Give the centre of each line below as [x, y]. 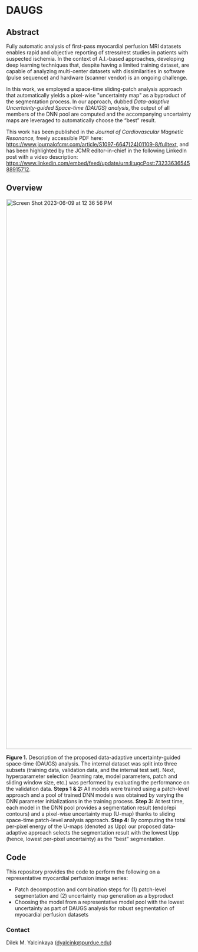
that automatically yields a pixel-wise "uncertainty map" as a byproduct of [96, 95]
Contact [18, 930]
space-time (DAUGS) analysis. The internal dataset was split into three [92, 763]
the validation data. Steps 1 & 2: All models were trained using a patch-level [98, 789]
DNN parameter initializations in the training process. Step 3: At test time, [95, 801]
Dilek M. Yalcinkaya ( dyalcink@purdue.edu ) [59, 943]
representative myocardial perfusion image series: [67, 878]
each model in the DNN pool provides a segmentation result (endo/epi [91, 807]
